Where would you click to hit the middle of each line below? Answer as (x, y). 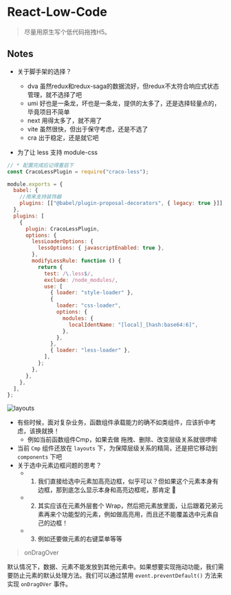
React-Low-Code (57, 12)
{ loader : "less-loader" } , (90, 350)
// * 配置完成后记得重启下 (41, 165)
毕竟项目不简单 (48, 111)
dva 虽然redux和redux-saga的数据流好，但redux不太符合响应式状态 (123, 86)
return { (50, 267)
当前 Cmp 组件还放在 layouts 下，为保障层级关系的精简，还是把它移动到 (117, 448)
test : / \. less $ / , (69, 273)
